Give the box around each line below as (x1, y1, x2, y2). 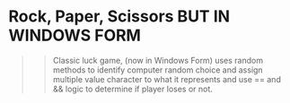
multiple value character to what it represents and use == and (52, 73, 282, 84)
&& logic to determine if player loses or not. (52, 83, 213, 94)
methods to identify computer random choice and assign (52, 64, 263, 75)
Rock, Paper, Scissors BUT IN (8, 6, 231, 27)
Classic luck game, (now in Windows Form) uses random (52, 55, 264, 65)
